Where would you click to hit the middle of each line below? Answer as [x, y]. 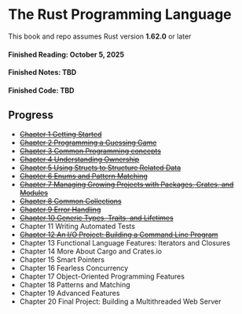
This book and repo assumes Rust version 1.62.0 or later [100, 36]
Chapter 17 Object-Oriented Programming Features [102, 276]
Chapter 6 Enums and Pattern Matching [83, 175]
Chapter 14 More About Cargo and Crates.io [91, 251]
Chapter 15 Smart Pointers [62, 259]
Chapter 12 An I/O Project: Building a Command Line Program [119, 235]
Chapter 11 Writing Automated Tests [77, 226]
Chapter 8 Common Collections [70, 201]
